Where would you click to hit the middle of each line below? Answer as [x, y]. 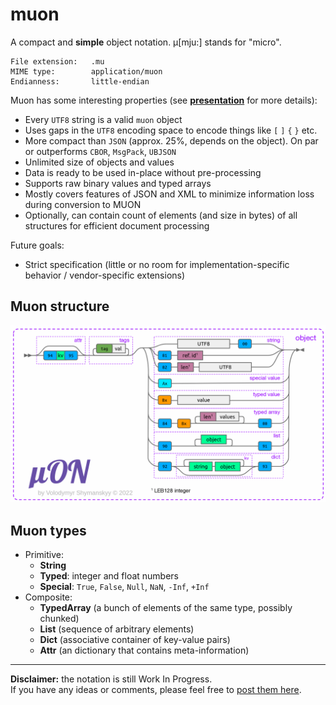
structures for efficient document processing [117, 225]
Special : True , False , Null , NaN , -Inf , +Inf [124, 587]
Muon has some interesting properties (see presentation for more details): [164, 100]
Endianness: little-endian [80, 81]
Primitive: [44, 555]
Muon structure [60, 306]
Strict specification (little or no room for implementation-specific [157, 264]
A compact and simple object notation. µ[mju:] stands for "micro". [146, 42]
